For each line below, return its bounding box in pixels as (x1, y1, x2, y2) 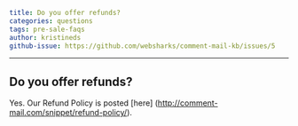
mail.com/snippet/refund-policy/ (9, 107, 128, 118)
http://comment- (157, 98, 219, 108)
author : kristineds (9, 33, 82, 42)
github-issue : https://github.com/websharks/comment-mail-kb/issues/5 (9, 41, 276, 51)
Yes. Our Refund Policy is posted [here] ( (9, 98, 158, 108)
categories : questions (9, 16, 93, 26)
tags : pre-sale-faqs (9, 25, 86, 34)
